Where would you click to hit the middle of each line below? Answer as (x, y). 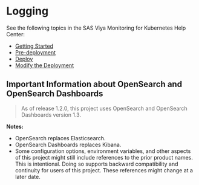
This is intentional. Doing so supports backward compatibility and (96, 164)
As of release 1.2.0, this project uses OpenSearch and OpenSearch (104, 108)
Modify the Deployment (44, 65)
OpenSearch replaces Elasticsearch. (60, 138)
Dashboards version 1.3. (51, 115)
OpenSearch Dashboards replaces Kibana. (68, 144)
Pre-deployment (35, 52)
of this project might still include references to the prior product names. (104, 157)
